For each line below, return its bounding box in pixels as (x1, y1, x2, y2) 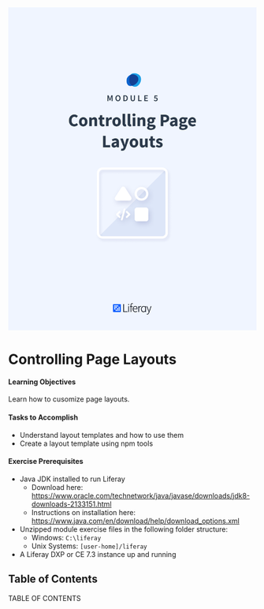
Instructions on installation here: (31, 507, 136, 517)
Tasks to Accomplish (8, 413, 79, 422)
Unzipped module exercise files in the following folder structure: (19, 524, 229, 534)
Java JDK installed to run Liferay (19, 474, 126, 484)
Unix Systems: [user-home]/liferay (31, 541, 147, 551)
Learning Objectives (8, 377, 76, 387)
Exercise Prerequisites (8, 457, 84, 466)
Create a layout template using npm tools (19, 439, 154, 448)
